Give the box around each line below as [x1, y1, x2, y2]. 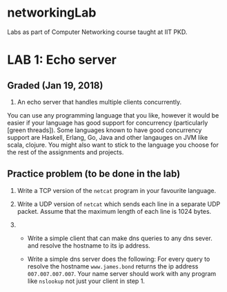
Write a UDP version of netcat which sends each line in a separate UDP [17, 199, 221, 208]
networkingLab [7, 5, 97, 21]
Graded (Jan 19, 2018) [7, 80, 103, 91]
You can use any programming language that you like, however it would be [7, 111, 219, 119]
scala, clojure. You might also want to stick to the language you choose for [7, 140, 219, 149]
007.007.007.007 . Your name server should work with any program [27, 269, 217, 277]
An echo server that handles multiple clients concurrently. [17, 98, 181, 106]
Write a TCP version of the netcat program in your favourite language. [17, 186, 217, 194]
